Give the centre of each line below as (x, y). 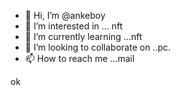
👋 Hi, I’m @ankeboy (65, 15)
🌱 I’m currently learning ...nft (83, 36)
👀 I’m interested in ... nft (73, 26)
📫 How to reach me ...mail (79, 58)
